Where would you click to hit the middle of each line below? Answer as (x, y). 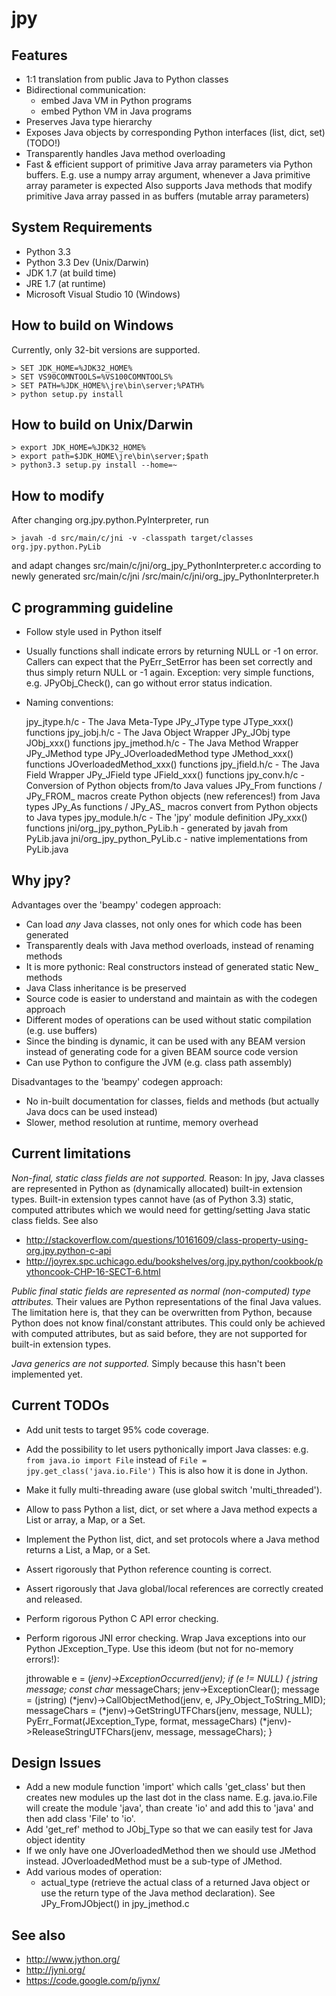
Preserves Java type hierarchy (89, 121)
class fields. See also (55, 1220)
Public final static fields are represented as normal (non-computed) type (161, 1291)
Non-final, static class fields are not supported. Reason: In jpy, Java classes (168, 1178)
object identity (55, 1840)
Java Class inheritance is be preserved (106, 988)
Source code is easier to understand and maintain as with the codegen (171, 998)
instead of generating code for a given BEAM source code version (162, 1051)
